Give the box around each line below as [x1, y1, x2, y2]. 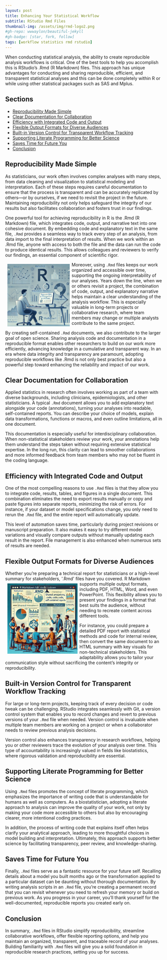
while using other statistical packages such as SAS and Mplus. [5, 80, 134, 86]
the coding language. [5, 457, 49, 463]
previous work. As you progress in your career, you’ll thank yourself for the [5, 895, 159, 901]
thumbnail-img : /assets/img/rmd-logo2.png [5, 24, 95, 29]
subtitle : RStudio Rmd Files [5, 18, 66, 23]
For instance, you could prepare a [79, 622, 149, 628]
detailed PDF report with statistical [79, 628, 151, 634]
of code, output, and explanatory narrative [71, 288, 159, 294]
